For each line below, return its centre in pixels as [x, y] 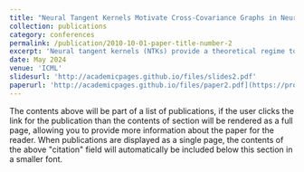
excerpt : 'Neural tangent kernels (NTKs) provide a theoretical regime [147, 52]
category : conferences [52, 34]
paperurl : [28, 85]
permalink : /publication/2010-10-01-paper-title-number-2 [121, 43]
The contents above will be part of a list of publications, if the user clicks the [152, 110]
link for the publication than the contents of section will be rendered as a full [151, 120]
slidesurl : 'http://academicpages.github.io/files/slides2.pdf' [133, 77]
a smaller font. [36, 158]
